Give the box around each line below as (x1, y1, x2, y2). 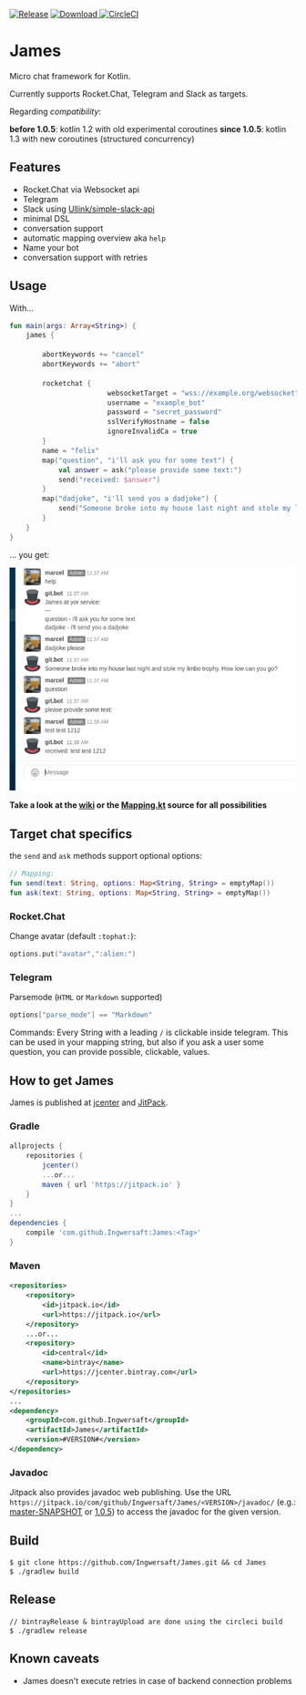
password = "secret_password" (107, 408, 222, 417)
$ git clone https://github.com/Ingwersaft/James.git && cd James (9, 1558, 267, 1567)
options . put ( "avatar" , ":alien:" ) (9, 949, 137, 959)
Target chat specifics (9, 826, 133, 842)
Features (9, 160, 61, 175)
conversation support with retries (22, 252, 148, 263)
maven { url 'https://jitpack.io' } (42, 1180, 181, 1189)
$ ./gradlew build (9, 1567, 79, 1576)
